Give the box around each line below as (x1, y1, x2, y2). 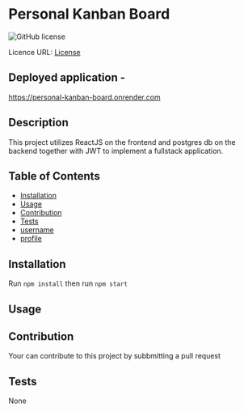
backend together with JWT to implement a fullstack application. (8, 146, 224, 155)
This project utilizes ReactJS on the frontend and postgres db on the (8, 137, 236, 147)
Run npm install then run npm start (8, 278, 128, 288)
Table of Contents (8, 169, 101, 183)
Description (8, 116, 69, 130)
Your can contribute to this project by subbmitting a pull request (8, 351, 221, 361)
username (19, 225, 54, 235)
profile (19, 234, 42, 244)
